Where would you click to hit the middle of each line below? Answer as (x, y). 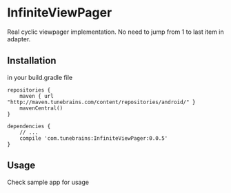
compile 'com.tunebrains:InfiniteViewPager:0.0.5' (94, 138)
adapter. (19, 39)
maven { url (37, 96)
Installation (32, 61)
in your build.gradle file (40, 77)
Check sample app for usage (48, 182)
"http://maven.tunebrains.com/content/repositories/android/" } (101, 102)
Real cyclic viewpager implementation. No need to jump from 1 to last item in (115, 32)
